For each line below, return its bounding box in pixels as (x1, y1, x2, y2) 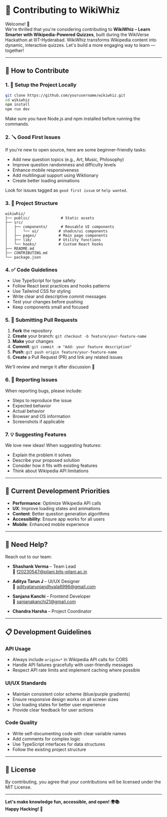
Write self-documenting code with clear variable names (12, 730, 127, 736)
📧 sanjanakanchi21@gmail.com (12, 598, 76, 604)
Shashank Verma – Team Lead (12, 563, 76, 569)
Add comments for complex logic (12, 736, 81, 742)
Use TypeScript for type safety (12, 277, 76, 283)
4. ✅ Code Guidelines (5, 266, 58, 273)
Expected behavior (12, 403, 51, 408)
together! (5, 47, 24, 53)
